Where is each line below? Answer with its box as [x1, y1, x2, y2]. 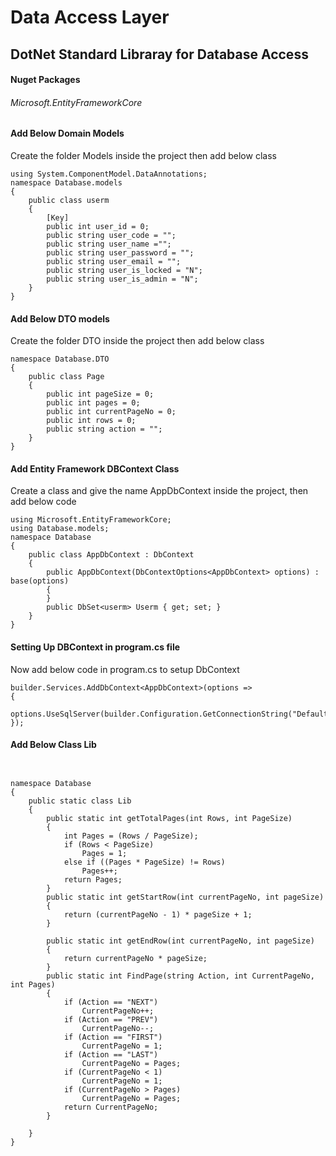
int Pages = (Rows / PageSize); [63, 831, 199, 841]
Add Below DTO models [10, 312, 110, 325]
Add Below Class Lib [10, 739, 97, 751]
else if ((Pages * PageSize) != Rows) [63, 857, 226, 867]
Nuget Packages [10, 74, 81, 86]
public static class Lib [28, 796, 132, 806]
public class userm [28, 195, 110, 205]
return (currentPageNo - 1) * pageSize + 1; [63, 909, 253, 920]
